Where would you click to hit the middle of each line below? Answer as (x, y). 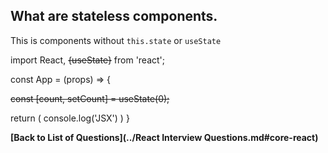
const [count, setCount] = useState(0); (90, 98)
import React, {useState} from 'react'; (88, 60)
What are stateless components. (114, 16)
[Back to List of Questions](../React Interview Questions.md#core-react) (164, 137)
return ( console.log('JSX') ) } (70, 118)
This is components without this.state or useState (116, 40)
